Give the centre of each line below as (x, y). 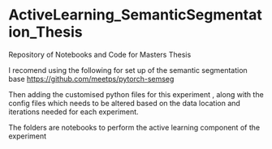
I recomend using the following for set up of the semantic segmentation (128, 70)
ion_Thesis (45, 32)
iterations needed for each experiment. (74, 112)
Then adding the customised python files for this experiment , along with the (136, 94)
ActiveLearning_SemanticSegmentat (135, 15)
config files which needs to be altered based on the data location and (125, 103)
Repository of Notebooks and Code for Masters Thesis (100, 54)
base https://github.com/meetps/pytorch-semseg (91, 79)
